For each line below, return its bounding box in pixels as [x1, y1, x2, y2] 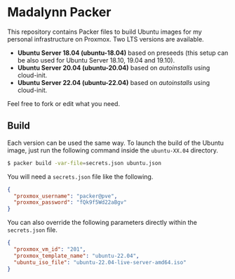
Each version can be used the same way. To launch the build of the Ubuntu [7, 138, 224, 147]
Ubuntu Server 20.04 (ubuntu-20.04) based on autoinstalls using [17, 63, 210, 72]
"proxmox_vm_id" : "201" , [13, 246, 86, 253]
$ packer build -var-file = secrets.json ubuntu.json [7, 160, 161, 167]
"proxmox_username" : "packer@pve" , [13, 193, 118, 200]
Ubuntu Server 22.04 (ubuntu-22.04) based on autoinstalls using [17, 78, 210, 86]
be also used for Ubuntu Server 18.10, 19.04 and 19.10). [17, 56, 175, 64]
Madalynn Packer [7, 4, 112, 20]
